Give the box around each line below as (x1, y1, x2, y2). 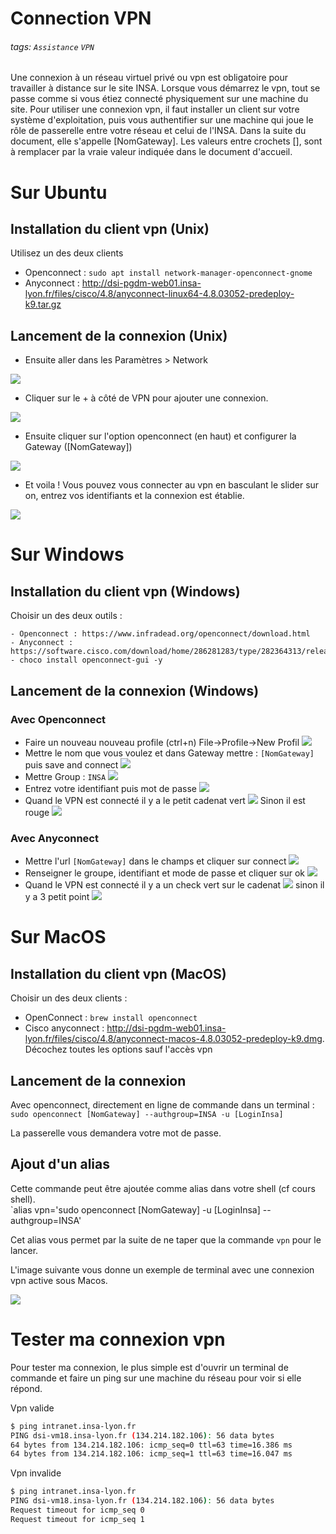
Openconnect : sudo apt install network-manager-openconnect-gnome (24, 267, 313, 279)
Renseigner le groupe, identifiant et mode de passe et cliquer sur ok (24, 867, 306, 879)
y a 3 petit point (24, 891, 90, 903)
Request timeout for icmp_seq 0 (10, 1505, 145, 1515)
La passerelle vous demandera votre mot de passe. (10, 1127, 222, 1139)
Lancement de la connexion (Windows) (10, 682, 260, 699)
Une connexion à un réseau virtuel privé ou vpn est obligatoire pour (10, 72, 289, 84)
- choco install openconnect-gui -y (10, 655, 163, 666)
